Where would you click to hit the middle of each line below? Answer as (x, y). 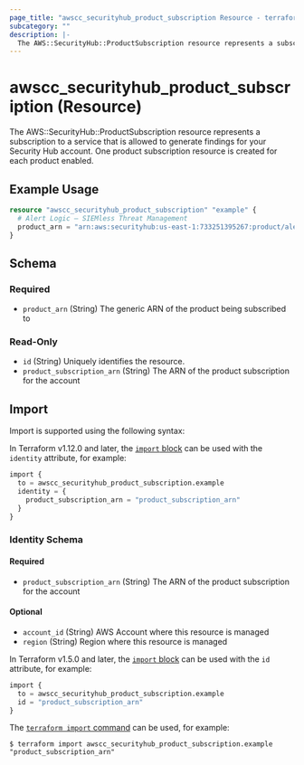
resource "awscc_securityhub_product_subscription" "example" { (133, 210)
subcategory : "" (40, 26)
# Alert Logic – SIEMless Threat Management (103, 218)
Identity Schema (47, 540)
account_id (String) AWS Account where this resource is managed (146, 632)
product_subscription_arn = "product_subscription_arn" (133, 500)
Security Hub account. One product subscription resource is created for (143, 151)
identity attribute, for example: (68, 458)
